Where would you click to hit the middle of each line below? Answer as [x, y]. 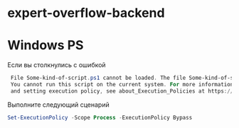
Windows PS [46, 46]
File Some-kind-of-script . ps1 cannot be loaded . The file [98, 78]
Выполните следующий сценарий [58, 105]
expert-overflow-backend [86, 13]
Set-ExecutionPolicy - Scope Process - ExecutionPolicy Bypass [100, 117]
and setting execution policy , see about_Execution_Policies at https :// [122, 91]
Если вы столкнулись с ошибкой [57, 65]
